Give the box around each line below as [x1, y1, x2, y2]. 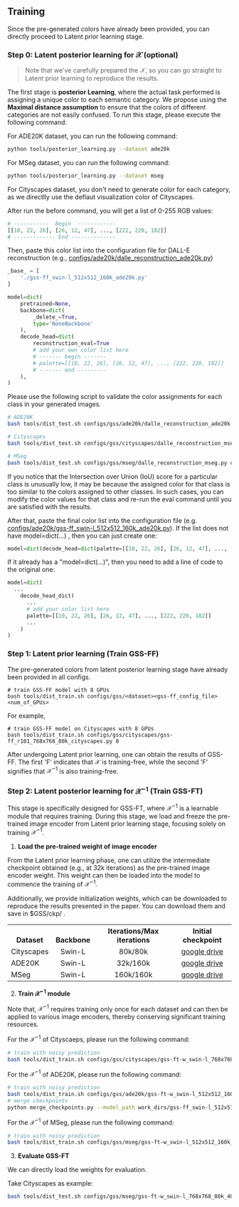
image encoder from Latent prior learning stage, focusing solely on [29, 819, 226, 828]
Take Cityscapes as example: [7, 1179, 94, 1188]
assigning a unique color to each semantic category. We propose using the [7, 95, 227, 104]
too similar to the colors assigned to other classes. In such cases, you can [7, 487, 224, 496]
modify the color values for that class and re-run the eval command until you [7, 494, 232, 504]
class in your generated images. [7, 400, 102, 408]
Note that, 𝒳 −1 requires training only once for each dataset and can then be [7, 1003, 228, 1013]
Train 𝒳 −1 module [17, 988, 71, 998]
